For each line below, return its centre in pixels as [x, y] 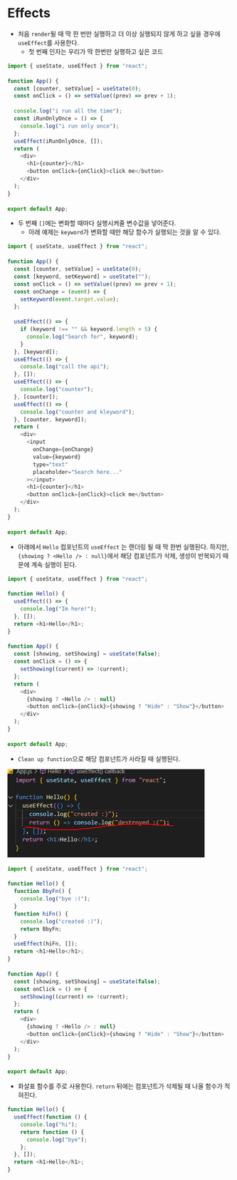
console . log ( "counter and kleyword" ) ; [78, 412]
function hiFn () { [41, 914]
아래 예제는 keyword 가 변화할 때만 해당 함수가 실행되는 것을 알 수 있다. [125, 232]
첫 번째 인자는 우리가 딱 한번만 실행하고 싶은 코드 [96, 51]
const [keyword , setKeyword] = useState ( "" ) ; [83, 276]
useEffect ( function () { [51, 1117]
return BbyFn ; [41, 929]
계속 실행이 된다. [54, 564]
